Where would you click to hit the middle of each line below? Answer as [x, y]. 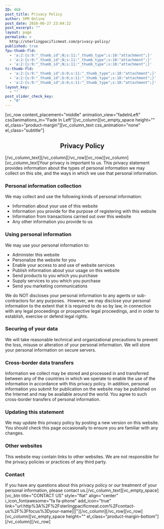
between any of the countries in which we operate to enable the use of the [80, 378]
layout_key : [17, 87]
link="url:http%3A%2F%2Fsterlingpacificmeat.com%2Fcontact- [70, 506]
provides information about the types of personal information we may [75, 168]
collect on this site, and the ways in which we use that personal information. [82, 173]
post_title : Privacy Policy [34, 14]
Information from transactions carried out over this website [71, 217]
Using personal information [38, 234]
